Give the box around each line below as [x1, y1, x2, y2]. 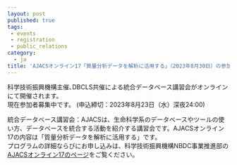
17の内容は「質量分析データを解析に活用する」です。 [7, 133, 162, 141]
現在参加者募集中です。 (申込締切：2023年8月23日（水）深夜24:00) [7, 100, 206, 109]
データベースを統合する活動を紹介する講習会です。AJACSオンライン [25, 124, 224, 132]
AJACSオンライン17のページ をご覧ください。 [7, 150, 139, 159]
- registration [10, 37, 55, 44]
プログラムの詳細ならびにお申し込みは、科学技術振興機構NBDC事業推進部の [7, 141, 229, 150]
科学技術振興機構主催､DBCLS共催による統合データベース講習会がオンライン [7, 82, 229, 91]
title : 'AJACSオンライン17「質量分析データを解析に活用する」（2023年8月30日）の [7, 62, 221, 70]
